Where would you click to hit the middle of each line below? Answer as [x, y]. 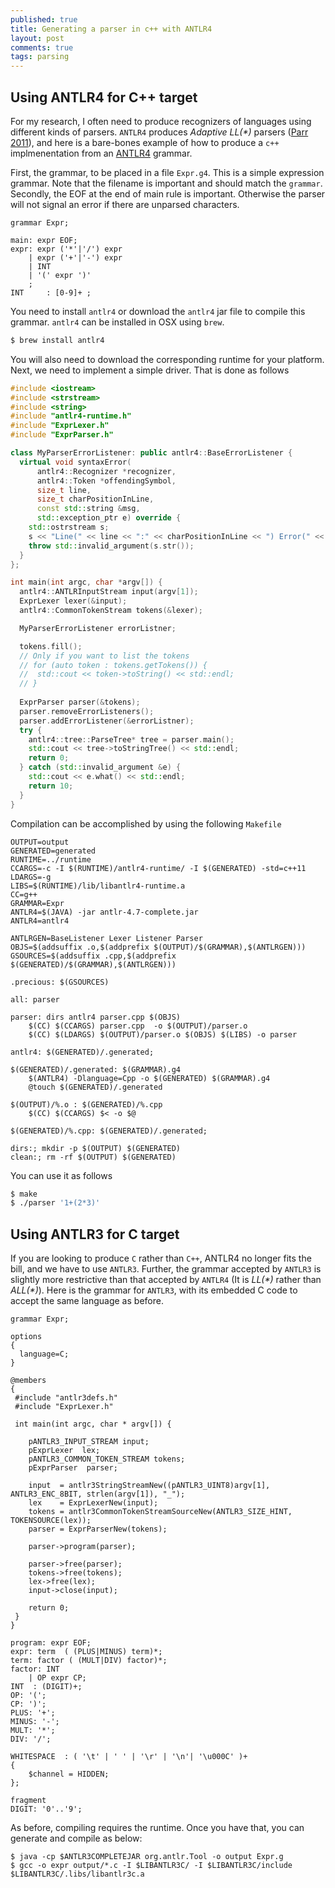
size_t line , [64, 490]
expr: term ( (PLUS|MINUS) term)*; [86, 1652]
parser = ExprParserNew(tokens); [98, 1529]
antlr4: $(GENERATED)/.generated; [82, 1052]
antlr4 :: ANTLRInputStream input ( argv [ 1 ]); [109, 592]
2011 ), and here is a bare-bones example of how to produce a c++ [145, 142]
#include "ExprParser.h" [62, 435]
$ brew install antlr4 [57, 340]
